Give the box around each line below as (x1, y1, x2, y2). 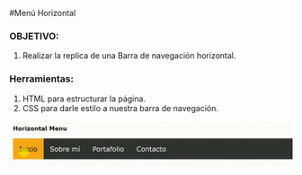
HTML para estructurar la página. (22, 93, 147, 104)
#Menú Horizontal (9, 8, 76, 18)
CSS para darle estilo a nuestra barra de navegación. (22, 102, 218, 113)
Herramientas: (9, 73, 75, 85)
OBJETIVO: (9, 30, 60, 42)
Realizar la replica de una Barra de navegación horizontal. (22, 50, 236, 61)
